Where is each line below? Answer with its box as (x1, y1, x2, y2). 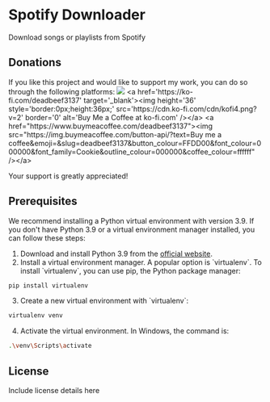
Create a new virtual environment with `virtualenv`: (19, 296, 189, 306)
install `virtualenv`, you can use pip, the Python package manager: (19, 266, 241, 275)
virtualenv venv (8, 312, 63, 320)
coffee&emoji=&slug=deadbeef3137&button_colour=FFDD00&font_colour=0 (8, 138, 262, 148)
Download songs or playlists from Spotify (8, 32, 146, 42)
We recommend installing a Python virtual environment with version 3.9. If (8, 216, 255, 225)
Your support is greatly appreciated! (8, 171, 129, 181)
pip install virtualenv (8, 281, 89, 290)
